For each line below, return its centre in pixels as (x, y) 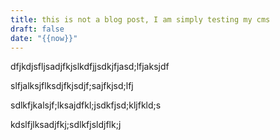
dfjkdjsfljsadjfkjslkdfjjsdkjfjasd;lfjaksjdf (90, 67)
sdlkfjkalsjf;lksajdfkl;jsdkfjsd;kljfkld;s (86, 105)
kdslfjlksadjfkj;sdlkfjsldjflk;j (66, 125)
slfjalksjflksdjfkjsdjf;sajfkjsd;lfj (72, 86)
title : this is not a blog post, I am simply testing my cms (140, 19)
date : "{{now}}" (44, 38)
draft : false (37, 29)
